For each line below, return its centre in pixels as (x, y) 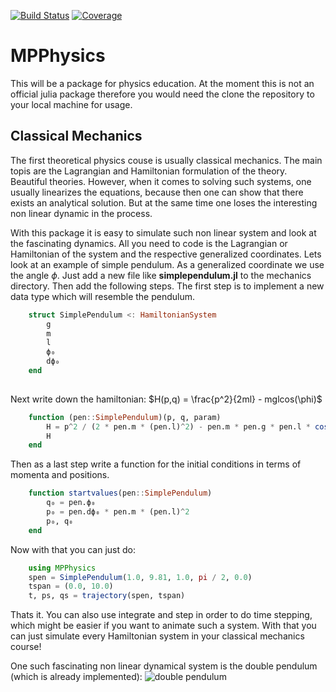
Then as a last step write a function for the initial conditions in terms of (156, 464)
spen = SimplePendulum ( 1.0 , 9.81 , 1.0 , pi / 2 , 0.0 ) (140, 577)
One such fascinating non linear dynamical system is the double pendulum (164, 666)
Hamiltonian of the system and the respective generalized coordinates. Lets (166, 254)
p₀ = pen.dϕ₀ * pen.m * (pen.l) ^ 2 (118, 512)
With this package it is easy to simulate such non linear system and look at (163, 232)
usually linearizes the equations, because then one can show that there (157, 192)
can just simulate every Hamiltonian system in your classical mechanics (157, 636)
